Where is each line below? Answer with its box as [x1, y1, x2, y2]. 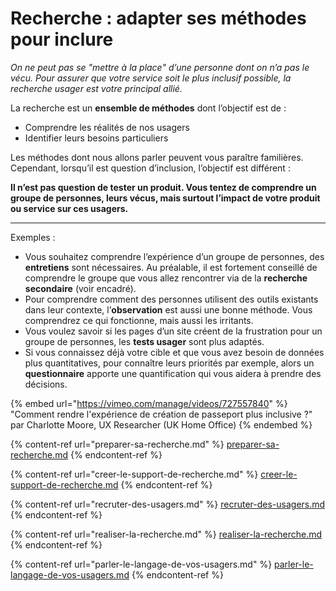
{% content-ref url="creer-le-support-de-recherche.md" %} [10, 468, 259, 480]
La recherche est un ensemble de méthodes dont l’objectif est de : [10, 102, 287, 114]
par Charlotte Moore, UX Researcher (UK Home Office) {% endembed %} [10, 418, 313, 431]
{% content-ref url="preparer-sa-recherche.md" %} [10, 438, 225, 450]
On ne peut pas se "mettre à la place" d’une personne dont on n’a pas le [10, 61, 310, 73]
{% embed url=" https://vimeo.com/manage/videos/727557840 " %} [10, 397, 288, 409]
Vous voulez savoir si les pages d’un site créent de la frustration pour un [24, 325, 323, 337]
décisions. [24, 378, 68, 390]
